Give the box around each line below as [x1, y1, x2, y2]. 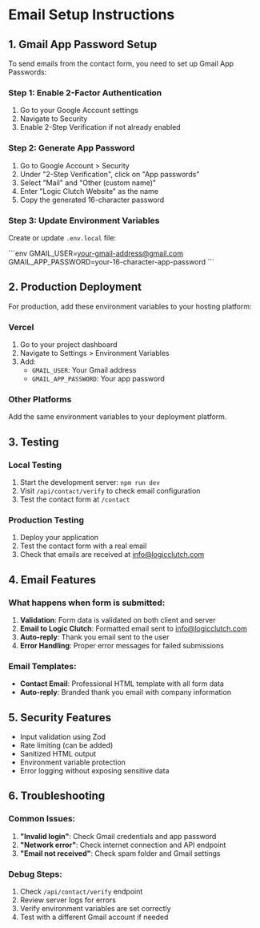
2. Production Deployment [8, 280, 142, 294]
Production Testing [8, 514, 85, 526]
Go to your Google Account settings [19, 106, 138, 115]
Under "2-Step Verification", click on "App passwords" [19, 169, 200, 179]
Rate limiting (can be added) [19, 740, 114, 750]
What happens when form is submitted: [8, 597, 166, 608]
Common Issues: [8, 813, 76, 825]
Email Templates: [8, 660, 77, 672]
